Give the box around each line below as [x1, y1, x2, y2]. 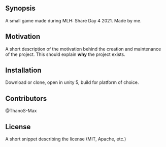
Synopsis [5, 4, 36, 13]
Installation [5, 66, 42, 75]
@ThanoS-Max [5, 108, 37, 114]
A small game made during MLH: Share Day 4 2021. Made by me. [5, 17, 142, 23]
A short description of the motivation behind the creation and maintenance [5, 46, 161, 52]
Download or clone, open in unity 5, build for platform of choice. [5, 79, 139, 85]
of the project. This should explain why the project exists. [5, 51, 125, 57]
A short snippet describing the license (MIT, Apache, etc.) [5, 136, 126, 142]
